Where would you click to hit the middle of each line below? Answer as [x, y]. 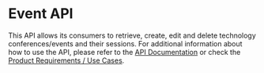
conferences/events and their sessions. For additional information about [125, 43]
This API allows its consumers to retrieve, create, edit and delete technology [132, 35]
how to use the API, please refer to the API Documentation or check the [124, 52]
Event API [41, 14]
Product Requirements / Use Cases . [66, 60]
